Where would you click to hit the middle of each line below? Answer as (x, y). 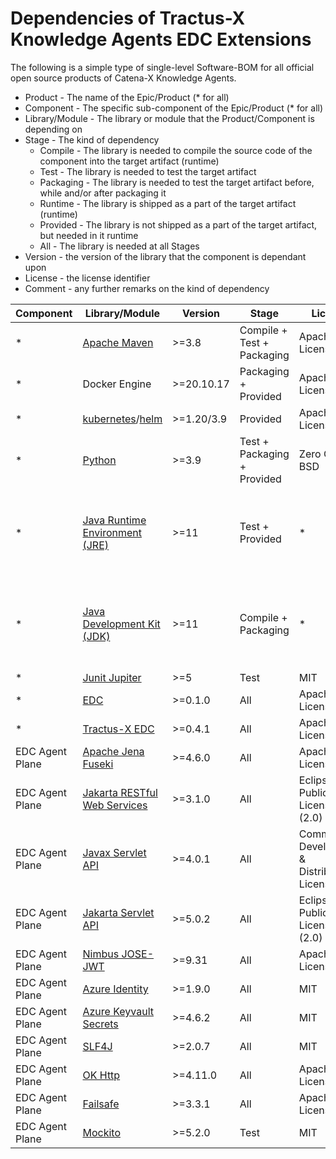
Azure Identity (115, 989)
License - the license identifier (87, 278)
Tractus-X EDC (118, 729)
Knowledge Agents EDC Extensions (161, 39)
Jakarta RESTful (120, 792)
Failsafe (101, 1104)
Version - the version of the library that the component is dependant (165, 256)
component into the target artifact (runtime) (129, 161)
